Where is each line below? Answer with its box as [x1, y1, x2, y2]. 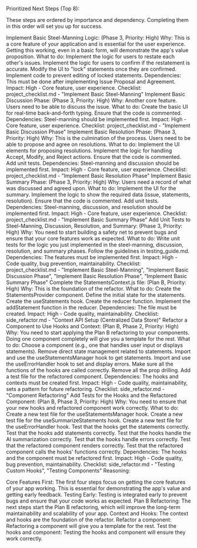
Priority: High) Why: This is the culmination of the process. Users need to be [6, 135, 191, 141]
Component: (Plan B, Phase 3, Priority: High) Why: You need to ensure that [6, 398, 187, 405]
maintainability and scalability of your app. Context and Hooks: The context [6, 510, 189, 517]
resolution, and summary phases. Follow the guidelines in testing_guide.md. [6, 247, 190, 255]
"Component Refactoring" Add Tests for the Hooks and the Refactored [6, 392, 177, 399]
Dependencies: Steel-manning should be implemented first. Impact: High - [6, 116, 187, 123]
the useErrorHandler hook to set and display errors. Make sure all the [6, 360, 173, 367]
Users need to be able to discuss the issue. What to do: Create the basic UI [6, 103, 188, 110]
